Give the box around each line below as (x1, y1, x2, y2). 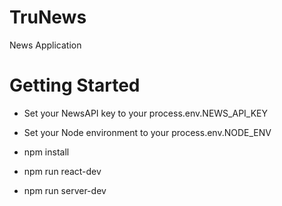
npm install (23, 146, 70, 158)
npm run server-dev (23, 184, 107, 196)
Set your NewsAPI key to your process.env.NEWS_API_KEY (23, 107, 269, 119)
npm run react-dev (23, 165, 102, 177)
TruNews (9, 6, 87, 29)
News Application (9, 39, 82, 51)
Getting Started (9, 74, 141, 97)
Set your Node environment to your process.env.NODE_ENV (23, 126, 272, 138)
